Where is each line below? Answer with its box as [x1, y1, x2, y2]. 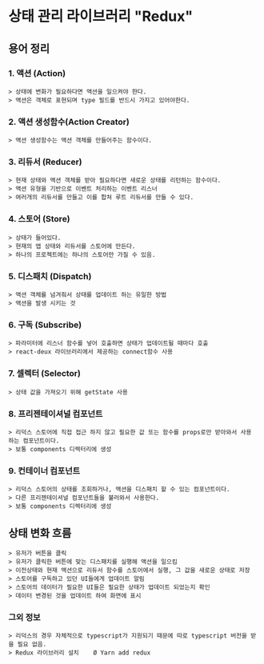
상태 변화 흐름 [8, 526, 72, 540]
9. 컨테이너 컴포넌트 [8, 465, 81, 476]
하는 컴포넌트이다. [8, 437, 60, 445]
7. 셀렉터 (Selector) [8, 368, 82, 379]
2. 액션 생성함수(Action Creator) [8, 116, 130, 127]
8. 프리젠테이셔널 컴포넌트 [8, 408, 103, 419]
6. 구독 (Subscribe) [8, 319, 82, 330]
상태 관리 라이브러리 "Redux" [8, 7, 194, 26]
